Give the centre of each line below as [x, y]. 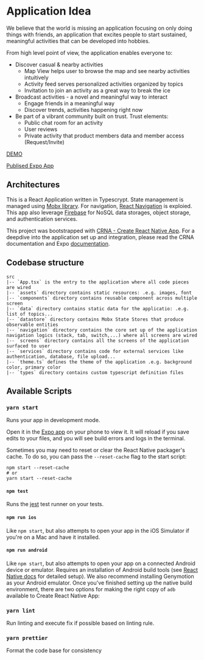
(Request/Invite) [44, 142]
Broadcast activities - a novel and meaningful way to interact [91, 97]
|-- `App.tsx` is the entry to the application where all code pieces [98, 282]
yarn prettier [27, 638]
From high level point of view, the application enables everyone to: [89, 52]
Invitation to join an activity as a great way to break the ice [97, 90]
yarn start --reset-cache [39, 479]
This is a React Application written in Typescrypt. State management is [95, 200]
